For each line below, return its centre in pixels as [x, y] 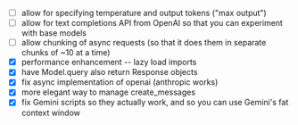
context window [51, 112]
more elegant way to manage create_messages [108, 92]
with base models [54, 33]
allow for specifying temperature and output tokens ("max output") [144, 13]
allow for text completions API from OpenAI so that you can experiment [152, 23]
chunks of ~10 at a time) [66, 53]
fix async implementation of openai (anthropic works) [120, 82]
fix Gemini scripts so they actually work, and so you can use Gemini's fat [155, 103]
